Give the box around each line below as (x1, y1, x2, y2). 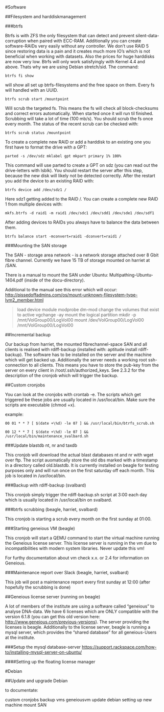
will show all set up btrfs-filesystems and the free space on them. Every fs (5, 82, 155, 88)
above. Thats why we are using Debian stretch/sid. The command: (5, 64, 139, 70)
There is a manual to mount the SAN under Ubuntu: (5, 272, 109, 278)
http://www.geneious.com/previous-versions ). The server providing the (5, 619, 149, 625)
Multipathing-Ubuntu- (109, 272, 153, 278)
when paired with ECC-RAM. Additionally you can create (27, 38, 141, 44)
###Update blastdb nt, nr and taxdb (5, 442, 77, 448)
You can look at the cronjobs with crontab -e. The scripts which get (5, 392, 141, 397)
